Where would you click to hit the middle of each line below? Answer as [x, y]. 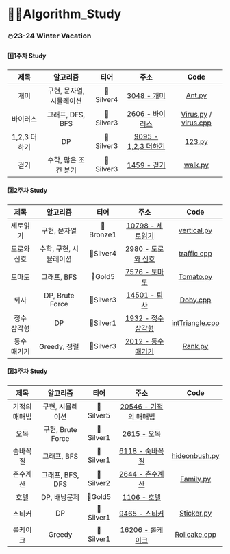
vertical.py [195, 230]
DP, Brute [59, 296]
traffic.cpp [195, 253]
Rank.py [195, 346]
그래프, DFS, [66, 115]
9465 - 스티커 [141, 514]
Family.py [196, 479]
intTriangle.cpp [195, 323]
